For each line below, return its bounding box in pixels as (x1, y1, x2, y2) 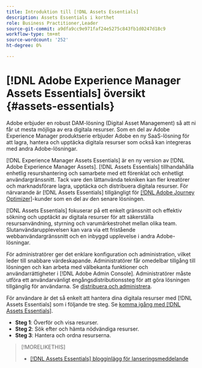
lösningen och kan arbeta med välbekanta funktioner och (6, 263, 149, 270)
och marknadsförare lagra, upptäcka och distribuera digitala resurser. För (6, 182, 189, 189)
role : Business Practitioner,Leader (6, 20, 98, 26)
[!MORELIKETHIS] (21, 343, 66, 351)
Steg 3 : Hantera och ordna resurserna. (14, 331, 112, 338)
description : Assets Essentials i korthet (6, 14, 115, 21)
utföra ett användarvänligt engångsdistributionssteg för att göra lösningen (6, 276, 190, 284)
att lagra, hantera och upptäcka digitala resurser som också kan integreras (6, 138, 192, 145)
